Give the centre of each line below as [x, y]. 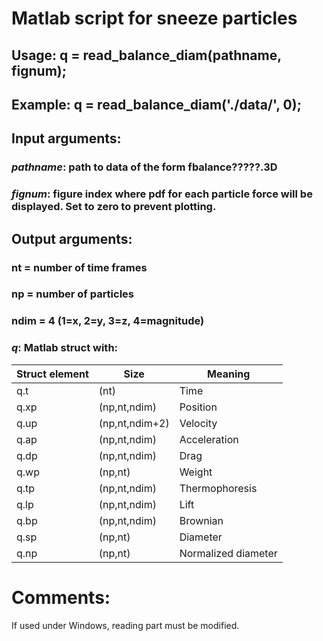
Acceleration [209, 439]
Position [198, 407]
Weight [196, 472]
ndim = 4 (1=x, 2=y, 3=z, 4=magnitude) [108, 321]
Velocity [198, 423]
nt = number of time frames [79, 267]
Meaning [229, 374]
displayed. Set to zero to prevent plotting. [114, 207]
